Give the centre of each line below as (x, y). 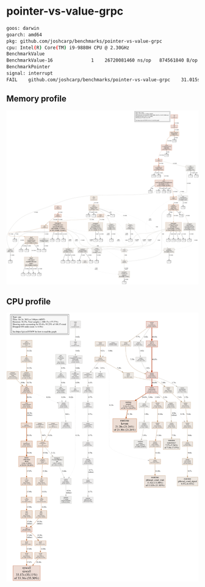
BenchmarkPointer (28, 67)
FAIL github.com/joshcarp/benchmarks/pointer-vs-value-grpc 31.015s (103, 80)
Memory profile (37, 99)
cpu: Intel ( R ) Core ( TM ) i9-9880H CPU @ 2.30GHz (68, 48)
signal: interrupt (30, 74)
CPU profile (29, 301)
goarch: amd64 (24, 35)
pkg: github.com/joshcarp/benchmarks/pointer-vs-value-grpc (85, 41)
